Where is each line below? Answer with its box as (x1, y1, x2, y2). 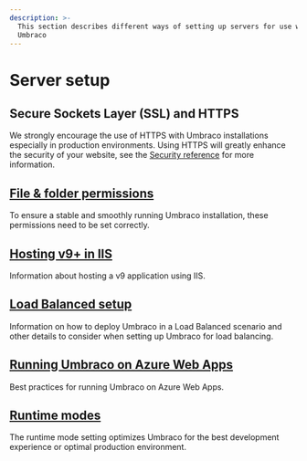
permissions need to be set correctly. (9, 220, 151, 231)
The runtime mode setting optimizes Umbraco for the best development (9, 432, 280, 443)
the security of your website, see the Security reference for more (9, 150, 254, 161)
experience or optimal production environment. (9, 442, 187, 453)
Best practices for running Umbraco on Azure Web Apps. (9, 381, 225, 393)
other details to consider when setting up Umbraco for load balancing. (9, 330, 274, 341)
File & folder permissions (9, 185, 154, 201)
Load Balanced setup (9, 297, 132, 312)
